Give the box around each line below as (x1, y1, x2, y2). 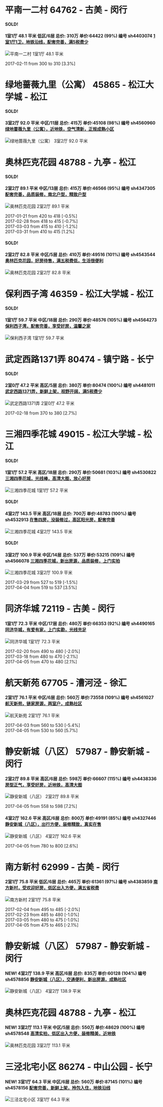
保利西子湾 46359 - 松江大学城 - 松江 (5, 288, 154, 300)
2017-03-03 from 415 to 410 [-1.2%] (5, 223, 78, 229)
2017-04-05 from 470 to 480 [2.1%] (5, 658, 77, 665)
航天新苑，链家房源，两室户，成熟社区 (5, 701, 82, 707)
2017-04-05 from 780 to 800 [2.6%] (5, 843, 78, 848)
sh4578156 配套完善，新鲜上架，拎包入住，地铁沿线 (5, 1085, 111, 1090)
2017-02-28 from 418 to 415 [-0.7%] (5, 218, 78, 224)
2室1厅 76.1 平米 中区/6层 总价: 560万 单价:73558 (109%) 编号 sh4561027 (5, 695, 154, 700)
